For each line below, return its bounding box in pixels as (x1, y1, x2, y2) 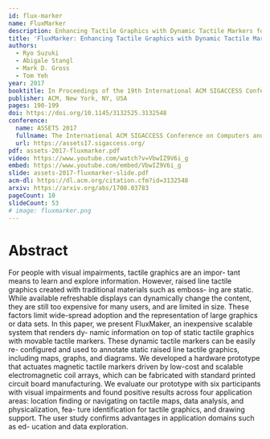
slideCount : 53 (8, 199, 59, 207)
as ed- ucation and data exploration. (8, 422, 129, 432)
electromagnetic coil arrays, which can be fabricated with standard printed (8, 371, 256, 380)
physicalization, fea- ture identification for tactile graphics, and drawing (8, 404, 245, 415)
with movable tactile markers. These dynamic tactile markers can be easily (8, 336, 256, 346)
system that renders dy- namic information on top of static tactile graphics (8, 328, 255, 338)
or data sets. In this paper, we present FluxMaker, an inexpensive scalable (8, 319, 253, 329)
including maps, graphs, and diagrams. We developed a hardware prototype (8, 354, 260, 363)
